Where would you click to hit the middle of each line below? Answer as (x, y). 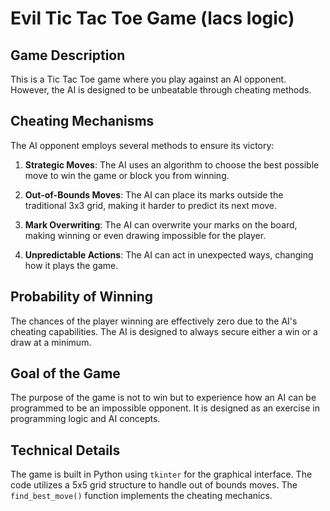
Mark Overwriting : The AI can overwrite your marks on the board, (161, 224)
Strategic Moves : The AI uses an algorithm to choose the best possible (172, 164)
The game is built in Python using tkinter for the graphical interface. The (161, 474)
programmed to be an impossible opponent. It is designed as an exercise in (165, 408)
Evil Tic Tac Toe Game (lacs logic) (152, 18)
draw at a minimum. (51, 342)
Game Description (68, 55)
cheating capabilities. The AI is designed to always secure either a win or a (164, 331)
